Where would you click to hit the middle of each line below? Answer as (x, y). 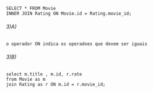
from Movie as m (26, 80)
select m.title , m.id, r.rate (44, 74)
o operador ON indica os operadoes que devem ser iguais (77, 44)
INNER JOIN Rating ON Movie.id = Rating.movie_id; (69, 13)
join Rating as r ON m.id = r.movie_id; (56, 85)
